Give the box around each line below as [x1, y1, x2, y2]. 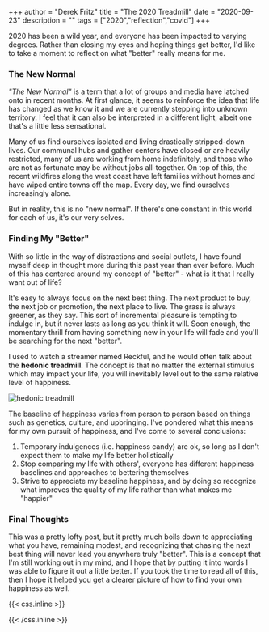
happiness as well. [8, 583, 70, 593]
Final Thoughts [8, 513, 69, 524]
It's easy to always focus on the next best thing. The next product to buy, [8, 293, 252, 303]
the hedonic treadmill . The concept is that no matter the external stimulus [8, 360, 255, 370]
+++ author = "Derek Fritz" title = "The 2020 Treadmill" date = [8, 7, 216, 16]
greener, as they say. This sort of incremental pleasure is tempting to [8, 310, 237, 320]
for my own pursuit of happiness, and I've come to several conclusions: [8, 426, 246, 435]
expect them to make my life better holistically [19, 450, 174, 460]
